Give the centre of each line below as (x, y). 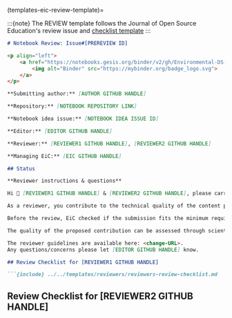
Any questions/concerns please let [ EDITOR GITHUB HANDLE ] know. (103, 250)
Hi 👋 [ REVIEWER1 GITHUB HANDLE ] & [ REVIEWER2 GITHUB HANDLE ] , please (109, 193)
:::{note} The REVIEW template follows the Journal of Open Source (102, 23)
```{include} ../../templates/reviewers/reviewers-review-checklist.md (112, 275)
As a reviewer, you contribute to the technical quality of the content (114, 206)
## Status (21, 168)
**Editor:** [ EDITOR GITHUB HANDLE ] (60, 131)
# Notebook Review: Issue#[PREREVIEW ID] (68, 43)
